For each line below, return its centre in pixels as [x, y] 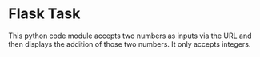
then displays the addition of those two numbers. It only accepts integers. [130, 44]
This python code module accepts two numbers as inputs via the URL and [130, 36]
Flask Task [44, 14]
